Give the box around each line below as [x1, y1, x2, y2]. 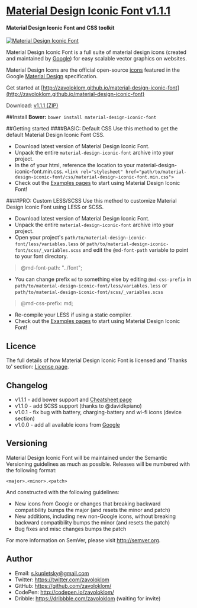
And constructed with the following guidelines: [6, 488, 120, 495]
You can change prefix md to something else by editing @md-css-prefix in [14, 276, 192, 283]
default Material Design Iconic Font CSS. [6, 132, 105, 139]
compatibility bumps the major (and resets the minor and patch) [14, 506, 170, 513]
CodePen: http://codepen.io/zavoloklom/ [14, 588, 114, 596]
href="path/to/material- [125, 169, 187, 175]
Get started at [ [6, 84, 43, 91]
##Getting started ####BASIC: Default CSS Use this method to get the [6, 125, 178, 132]
